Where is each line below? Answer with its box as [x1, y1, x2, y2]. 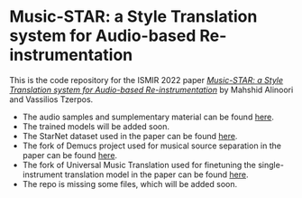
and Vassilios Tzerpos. [9, 93, 94, 105]
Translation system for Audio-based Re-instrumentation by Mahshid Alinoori [9, 84, 294, 95]
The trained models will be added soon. [22, 120, 169, 132]
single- [258, 159, 284, 170]
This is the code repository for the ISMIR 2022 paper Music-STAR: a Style [9, 74, 284, 85]
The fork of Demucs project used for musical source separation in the [22, 140, 282, 151]
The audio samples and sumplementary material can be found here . [22, 111, 275, 122]
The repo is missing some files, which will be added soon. [22, 178, 238, 189]
